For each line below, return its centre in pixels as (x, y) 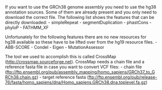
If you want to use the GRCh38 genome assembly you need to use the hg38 (81, 7)
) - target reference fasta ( (63, 77)
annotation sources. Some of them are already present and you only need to (81, 12)
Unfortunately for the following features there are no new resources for (76, 37)
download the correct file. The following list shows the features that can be (80, 17)
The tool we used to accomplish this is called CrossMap (61, 57)
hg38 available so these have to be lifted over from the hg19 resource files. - (81, 42)
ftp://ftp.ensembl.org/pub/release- (123, 77)
